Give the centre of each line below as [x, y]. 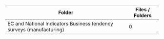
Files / [143, 9]
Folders [143, 15]
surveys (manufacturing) [36, 30]
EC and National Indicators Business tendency [61, 24]
